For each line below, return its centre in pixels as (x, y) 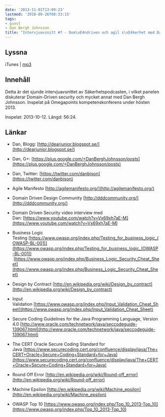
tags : (11, 19)
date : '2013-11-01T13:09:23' (35, 10)
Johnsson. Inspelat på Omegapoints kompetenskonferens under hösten (77, 102)
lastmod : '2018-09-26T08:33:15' (38, 14)
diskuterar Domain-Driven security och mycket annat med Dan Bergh (75, 97)
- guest (13, 23)
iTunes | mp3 (18, 64)
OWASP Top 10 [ (29, 404)
